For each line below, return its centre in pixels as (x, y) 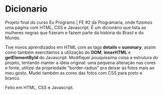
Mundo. (13, 38)
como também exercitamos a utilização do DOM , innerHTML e (68, 52)
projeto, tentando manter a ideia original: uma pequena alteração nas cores (81, 63)
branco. (13, 78)
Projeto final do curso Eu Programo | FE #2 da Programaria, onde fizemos (79, 22)
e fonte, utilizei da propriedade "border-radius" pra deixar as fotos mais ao (80, 68)
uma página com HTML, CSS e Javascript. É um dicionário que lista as (76, 27)
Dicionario (26, 9)
